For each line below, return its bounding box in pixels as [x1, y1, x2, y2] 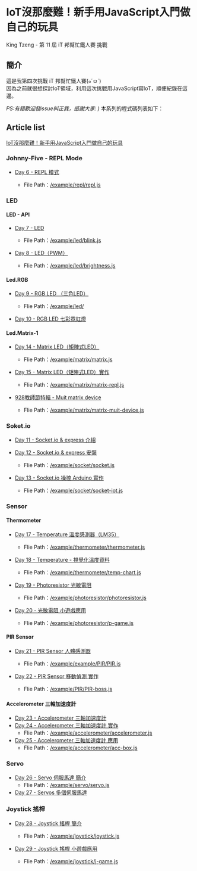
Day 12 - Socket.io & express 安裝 [14, 449, 97, 456]
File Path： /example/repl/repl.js [23, 181, 101, 188]
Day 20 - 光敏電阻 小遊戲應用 [14, 606, 86, 614]
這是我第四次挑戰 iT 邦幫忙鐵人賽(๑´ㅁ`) [6, 77, 101, 84]
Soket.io [6, 422, 31, 430]
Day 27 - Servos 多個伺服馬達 [14, 789, 88, 796]
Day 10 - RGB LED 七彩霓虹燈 [14, 315, 87, 322]
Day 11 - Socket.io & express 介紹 [14, 436, 96, 443]
